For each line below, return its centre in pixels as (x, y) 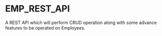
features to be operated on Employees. (45, 27)
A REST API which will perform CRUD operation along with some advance (81, 22)
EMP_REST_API (37, 9)
